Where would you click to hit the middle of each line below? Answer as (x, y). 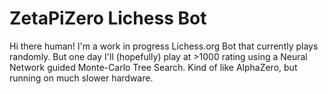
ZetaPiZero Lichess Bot (108, 18)
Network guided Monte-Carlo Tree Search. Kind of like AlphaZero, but (153, 67)
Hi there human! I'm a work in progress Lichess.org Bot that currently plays (164, 46)
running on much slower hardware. (81, 78)
